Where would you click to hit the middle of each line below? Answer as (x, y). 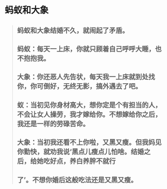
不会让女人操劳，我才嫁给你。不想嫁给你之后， (89, 114)
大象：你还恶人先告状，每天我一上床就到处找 (86, 77)
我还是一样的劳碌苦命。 (53, 124)
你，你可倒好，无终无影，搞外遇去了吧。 (79, 86)
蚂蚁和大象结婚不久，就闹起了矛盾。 (73, 30)
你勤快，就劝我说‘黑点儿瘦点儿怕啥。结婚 (80, 152)
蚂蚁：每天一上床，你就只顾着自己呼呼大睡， (86, 49)
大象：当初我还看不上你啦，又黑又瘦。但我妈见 (89, 143)
